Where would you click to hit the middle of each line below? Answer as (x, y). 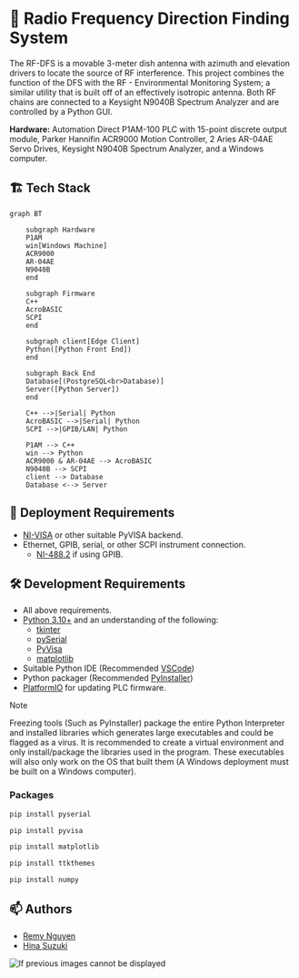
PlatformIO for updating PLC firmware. (94, 688)
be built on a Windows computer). (73, 772)
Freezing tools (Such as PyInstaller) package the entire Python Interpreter (147, 723)
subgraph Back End (60, 373)
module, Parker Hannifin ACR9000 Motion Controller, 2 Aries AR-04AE (141, 139)
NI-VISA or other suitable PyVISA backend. (103, 535)
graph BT (26, 213)
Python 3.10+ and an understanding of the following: (120, 620)
